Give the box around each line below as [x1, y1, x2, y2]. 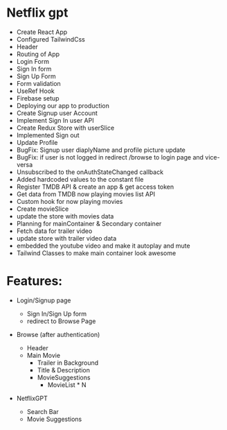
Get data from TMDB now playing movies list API [16, 189, 156, 198]
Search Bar [26, 407, 60, 415]
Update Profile [16, 138, 58, 146]
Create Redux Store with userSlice [16, 123, 115, 132]
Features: [6, 273, 63, 289]
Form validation [16, 79, 62, 87]
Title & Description [37, 365, 91, 374]
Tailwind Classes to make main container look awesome [16, 248, 176, 257]
